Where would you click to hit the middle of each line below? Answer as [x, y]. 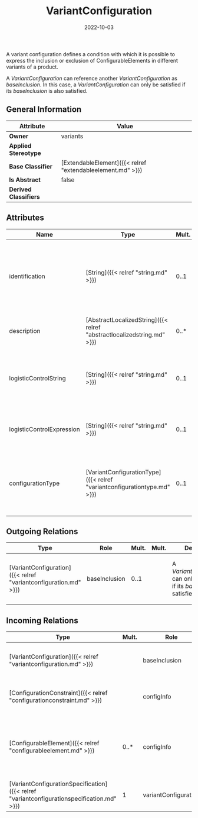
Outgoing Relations [42, 531]
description [25, 331]
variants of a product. [32, 67]
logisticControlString [37, 378]
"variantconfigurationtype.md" [128, 487]
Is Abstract [25, 180]
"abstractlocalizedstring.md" [126, 334]
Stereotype [25, 153]
